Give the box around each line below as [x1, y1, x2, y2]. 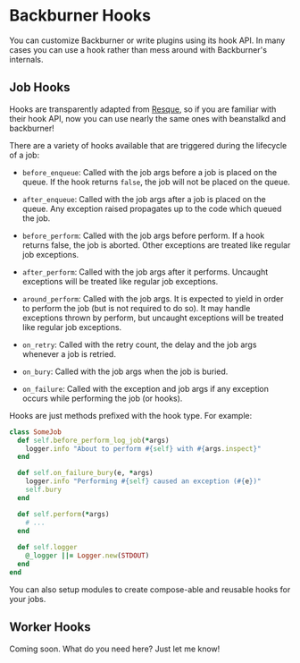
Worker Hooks [9, 619, 91, 635]
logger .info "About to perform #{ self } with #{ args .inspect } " [25, 444, 262, 453]
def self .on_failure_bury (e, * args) [17, 469, 154, 478]
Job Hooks [9, 80, 71, 95]
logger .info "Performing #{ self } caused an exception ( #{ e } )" [25, 477, 262, 486]
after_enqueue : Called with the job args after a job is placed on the [21, 193, 266, 204]
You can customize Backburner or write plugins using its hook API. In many [9, 35, 286, 46]
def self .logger [17, 543, 78, 552]
